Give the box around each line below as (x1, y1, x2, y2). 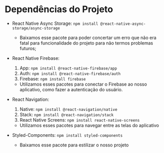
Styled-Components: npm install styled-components (12, 132, 123, 138)
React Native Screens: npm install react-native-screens (19, 117, 140, 123)
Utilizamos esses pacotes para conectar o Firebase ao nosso (19, 81, 147, 87)
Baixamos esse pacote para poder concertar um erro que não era (19, 34, 156, 41)
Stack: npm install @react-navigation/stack (19, 111, 114, 118)
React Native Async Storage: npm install (12, 20, 98, 26)
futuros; (19, 45, 36, 51)
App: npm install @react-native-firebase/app (19, 65, 117, 71)
